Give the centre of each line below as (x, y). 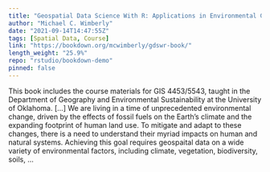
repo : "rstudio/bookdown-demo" (61, 61)
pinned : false (32, 68)
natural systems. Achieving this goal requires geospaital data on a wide (126, 142)
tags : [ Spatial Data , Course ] (59, 38)
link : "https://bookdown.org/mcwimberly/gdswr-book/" (100, 46)
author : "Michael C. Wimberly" (61, 23)
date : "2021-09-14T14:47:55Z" (59, 31)
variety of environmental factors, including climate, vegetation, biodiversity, (133, 150)
